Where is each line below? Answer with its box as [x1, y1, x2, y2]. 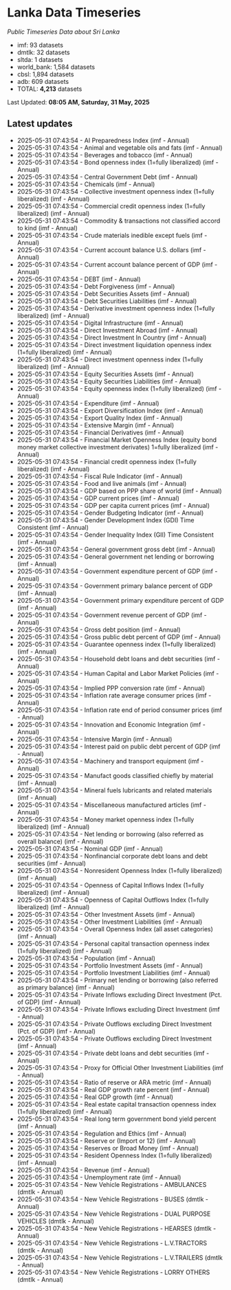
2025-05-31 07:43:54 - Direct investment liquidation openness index [16, 340, 212, 348]
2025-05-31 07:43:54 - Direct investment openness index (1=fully [16, 355, 203, 364]
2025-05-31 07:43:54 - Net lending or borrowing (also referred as [16, 830, 204, 838]
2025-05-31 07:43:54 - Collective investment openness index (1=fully [16, 187, 214, 195]
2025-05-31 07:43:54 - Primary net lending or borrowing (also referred [16, 976, 219, 984]
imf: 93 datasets [16, 41, 64, 49]
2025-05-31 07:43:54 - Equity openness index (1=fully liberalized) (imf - [16, 384, 222, 392]
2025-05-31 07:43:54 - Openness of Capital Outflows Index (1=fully [16, 896, 209, 904]
